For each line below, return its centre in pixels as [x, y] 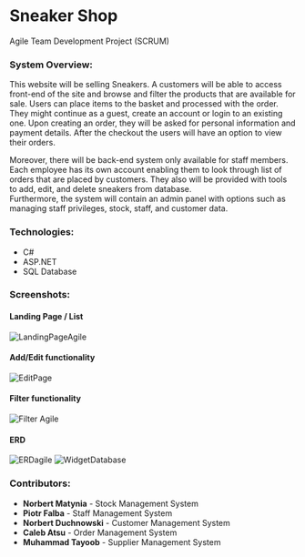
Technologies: [42, 232]
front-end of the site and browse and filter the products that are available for [152, 94]
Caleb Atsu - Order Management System [100, 532]
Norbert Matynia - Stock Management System [110, 503]
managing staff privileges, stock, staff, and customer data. [119, 208]
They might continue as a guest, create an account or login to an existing [146, 114]
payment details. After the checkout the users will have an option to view [146, 133]
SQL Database [50, 271]
